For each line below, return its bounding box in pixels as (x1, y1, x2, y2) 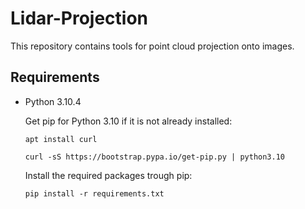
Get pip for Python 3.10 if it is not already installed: (24, 115, 233, 127)
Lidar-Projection (10, 7, 149, 30)
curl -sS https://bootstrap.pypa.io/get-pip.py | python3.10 (24, 152, 286, 162)
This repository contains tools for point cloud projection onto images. (10, 40, 295, 52)
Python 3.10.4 (24, 95, 82, 107)
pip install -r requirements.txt (24, 188, 165, 199)
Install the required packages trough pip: (24, 169, 193, 181)
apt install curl (24, 134, 98, 144)
